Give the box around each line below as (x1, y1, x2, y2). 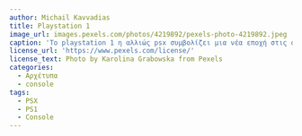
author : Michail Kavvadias (9, 13, 111, 22)
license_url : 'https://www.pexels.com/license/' (9, 47, 195, 55)
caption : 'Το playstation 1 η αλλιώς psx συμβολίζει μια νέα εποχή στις (9, 38, 288, 47)
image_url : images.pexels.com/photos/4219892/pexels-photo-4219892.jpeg (9, 30, 288, 38)
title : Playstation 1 (9, 21, 91, 30)
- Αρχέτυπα (17, 72, 58, 81)
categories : (9, 64, 54, 72)
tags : (9, 88, 30, 97)
